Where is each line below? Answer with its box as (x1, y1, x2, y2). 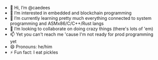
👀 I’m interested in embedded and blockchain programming (9, 10, 132, 16)
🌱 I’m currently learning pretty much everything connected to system (9, 15, 152, 21)
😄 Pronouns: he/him (9, 44, 52, 50)
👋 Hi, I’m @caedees (9, 5, 50, 10)
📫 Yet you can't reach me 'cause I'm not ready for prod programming (9, 31, 154, 37)
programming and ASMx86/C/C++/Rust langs (9, 20, 104, 26)
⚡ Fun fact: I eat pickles (9, 50, 58, 55)
